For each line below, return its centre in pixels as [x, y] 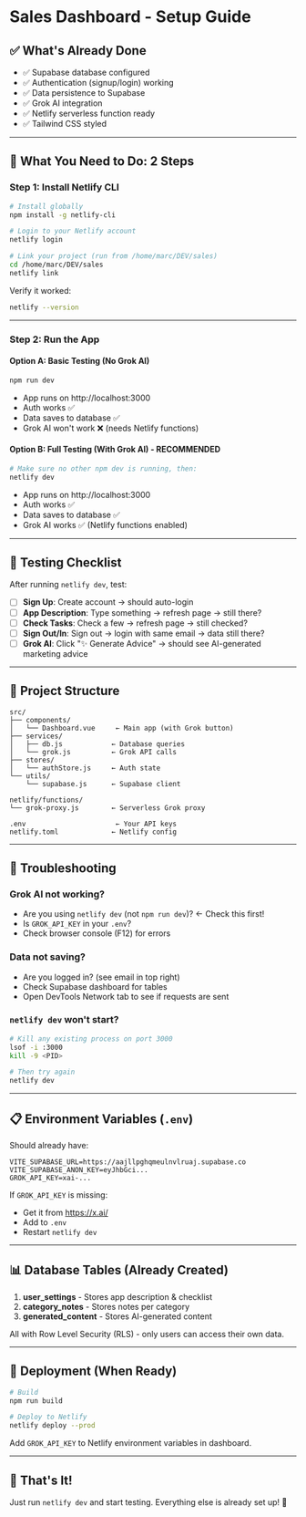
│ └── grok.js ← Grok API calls [93, 752]
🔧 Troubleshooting [63, 868]
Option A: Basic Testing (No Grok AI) [80, 361]
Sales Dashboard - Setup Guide [131, 17]
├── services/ [36, 736]
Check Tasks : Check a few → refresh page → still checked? [135, 623]
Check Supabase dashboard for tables [95, 986]
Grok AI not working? [57, 894]
